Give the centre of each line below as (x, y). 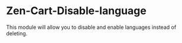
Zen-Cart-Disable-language (76, 11)
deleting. (17, 33)
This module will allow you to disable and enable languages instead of (91, 27)
